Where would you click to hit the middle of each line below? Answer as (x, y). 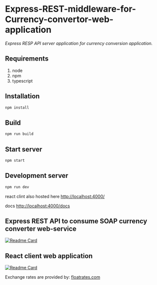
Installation (22, 96)
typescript (22, 81)
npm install (17, 108)
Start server (24, 149)
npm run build (19, 134)
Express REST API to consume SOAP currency (76, 221)
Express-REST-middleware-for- (70, 9)
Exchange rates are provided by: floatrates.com (53, 277)
